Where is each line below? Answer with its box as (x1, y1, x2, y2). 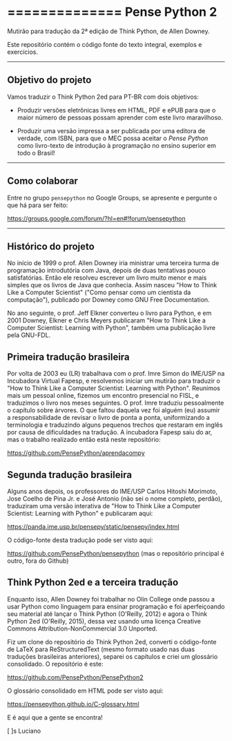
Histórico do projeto (7, 240, 95, 252)
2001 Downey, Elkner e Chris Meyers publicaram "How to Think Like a (7, 316, 206, 325)
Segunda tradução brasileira (7, 469, 133, 481)
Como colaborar (7, 175, 78, 187)
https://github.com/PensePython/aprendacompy (7, 449, 145, 457)
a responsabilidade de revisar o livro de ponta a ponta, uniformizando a (7, 414, 211, 422)
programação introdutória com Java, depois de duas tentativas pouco (7, 267, 206, 275)
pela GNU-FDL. (7, 331, 51, 339)
